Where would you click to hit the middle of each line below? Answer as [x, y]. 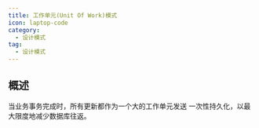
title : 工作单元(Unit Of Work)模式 [63, 15]
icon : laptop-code [38, 23]
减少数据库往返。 [63, 115]
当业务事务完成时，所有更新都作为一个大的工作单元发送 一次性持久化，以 [126, 106]
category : [24, 30]
